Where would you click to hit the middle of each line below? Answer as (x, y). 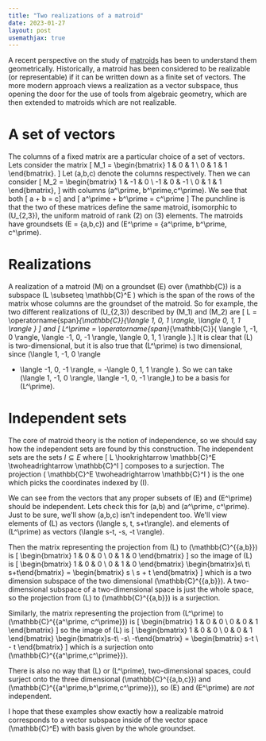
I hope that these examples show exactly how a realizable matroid (116, 712)
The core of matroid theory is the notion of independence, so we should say (133, 441)
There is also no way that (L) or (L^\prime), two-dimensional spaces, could (130, 671)
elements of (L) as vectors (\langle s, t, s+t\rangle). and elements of (119, 523)
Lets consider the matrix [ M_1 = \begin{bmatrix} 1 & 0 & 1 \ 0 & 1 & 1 (118, 165)
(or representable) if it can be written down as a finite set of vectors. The (127, 77)
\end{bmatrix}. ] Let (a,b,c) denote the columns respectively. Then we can (129, 174)
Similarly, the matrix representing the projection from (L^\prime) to (116, 613)
